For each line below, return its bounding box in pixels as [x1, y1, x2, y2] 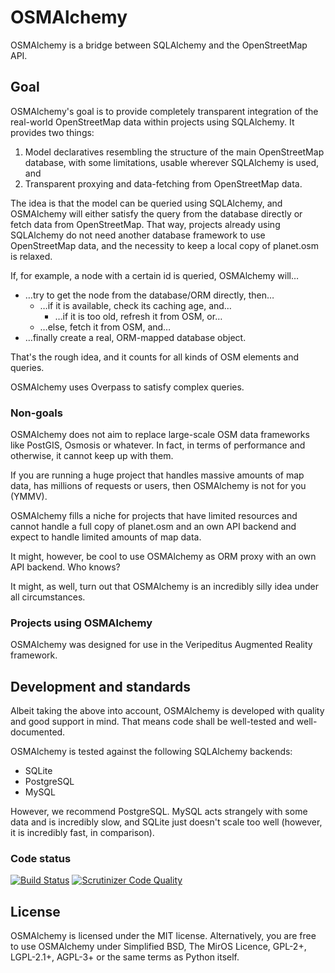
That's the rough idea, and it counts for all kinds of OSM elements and [10, 351, 299, 363]
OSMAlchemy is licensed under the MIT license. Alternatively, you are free [10, 930, 317, 942]
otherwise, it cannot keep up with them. [10, 450, 174, 462]
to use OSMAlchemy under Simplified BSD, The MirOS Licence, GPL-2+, [10, 941, 307, 953]
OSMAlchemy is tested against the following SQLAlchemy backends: [10, 746, 293, 758]
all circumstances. [10, 591, 86, 603]
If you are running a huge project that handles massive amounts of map [10, 469, 305, 481]
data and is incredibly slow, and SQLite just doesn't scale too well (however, [10, 816, 323, 828]
